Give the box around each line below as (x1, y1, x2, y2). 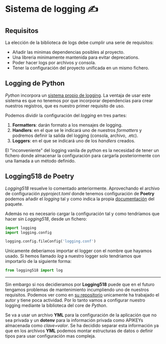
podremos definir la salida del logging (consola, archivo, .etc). (12, 132, 138, 138)
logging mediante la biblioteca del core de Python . (5, 302, 108, 308)
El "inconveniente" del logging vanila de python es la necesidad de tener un (5, 147, 159, 153)
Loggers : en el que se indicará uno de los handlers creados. (12, 137, 135, 143)
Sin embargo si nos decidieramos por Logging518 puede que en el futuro (5, 282, 155, 288)
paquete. (5, 201, 24, 207)
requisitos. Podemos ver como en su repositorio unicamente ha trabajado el (5, 292, 160, 298)
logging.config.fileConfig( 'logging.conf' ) (5, 239, 96, 244)
